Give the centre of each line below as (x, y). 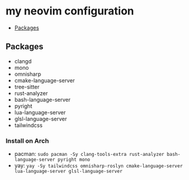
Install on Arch (27, 141)
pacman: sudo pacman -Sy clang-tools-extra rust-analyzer (89, 154)
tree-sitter (27, 87)
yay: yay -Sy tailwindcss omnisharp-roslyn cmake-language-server (98, 166)
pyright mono (74, 160)
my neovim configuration (70, 11)
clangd (23, 61)
